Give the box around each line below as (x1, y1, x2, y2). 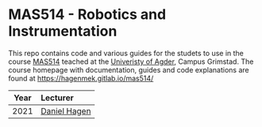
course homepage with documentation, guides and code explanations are (8, 65, 249, 74)
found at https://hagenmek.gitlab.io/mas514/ (8, 73, 154, 83)
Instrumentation (8, 22, 118, 40)
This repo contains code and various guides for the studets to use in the (8, 48, 245, 58)
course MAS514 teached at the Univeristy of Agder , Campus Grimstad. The (8, 57, 254, 66)
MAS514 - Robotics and (8, 6, 167, 24)
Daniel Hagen (40, 105, 91, 116)
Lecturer (40, 92, 74, 103)
